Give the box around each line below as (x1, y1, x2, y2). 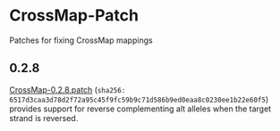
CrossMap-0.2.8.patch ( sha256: (9, 84, 126, 94)
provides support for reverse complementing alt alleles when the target (9, 103, 271, 114)
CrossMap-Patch (9, 5, 139, 26)
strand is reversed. (9, 112, 79, 123)
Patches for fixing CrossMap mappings (9, 35, 154, 45)
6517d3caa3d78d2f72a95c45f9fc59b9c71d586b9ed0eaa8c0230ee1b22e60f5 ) (9, 94, 269, 104)
